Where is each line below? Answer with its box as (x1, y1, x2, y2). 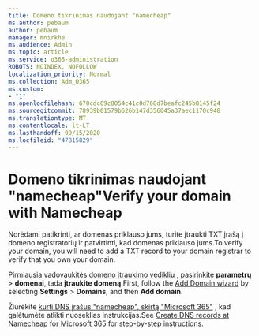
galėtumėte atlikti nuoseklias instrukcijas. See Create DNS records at (8, 311, 230, 320)
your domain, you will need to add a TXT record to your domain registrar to (8, 246, 252, 256)
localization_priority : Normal (8, 70, 111, 78)
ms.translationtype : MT (8, 114, 87, 122)
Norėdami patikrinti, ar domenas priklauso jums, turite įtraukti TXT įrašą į (8, 230, 244, 239)
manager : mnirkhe (8, 33, 66, 42)
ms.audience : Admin (8, 41, 73, 49)
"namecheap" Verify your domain (8, 187, 231, 205)
